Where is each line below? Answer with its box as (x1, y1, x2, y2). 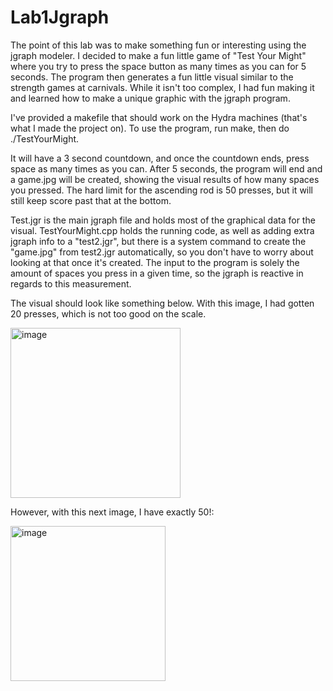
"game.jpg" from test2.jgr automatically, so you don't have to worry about (10, 246, 314, 258)
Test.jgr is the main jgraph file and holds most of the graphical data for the (10, 214, 316, 226)
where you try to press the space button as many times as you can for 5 (10, 60, 307, 72)
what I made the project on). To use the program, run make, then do (10, 122, 290, 134)
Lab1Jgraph (10, 6, 110, 29)
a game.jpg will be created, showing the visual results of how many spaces (10, 173, 320, 185)
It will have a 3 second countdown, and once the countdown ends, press (10, 152, 310, 164)
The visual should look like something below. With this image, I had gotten (10, 297, 315, 309)
